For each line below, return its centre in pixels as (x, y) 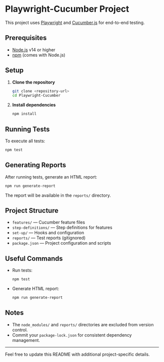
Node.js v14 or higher (34, 49)
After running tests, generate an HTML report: (51, 177)
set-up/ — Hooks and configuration (48, 233)
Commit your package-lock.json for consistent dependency (72, 335)
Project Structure (32, 211)
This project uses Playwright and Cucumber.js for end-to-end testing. (75, 23)
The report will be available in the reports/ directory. (58, 195)
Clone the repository (33, 82)
